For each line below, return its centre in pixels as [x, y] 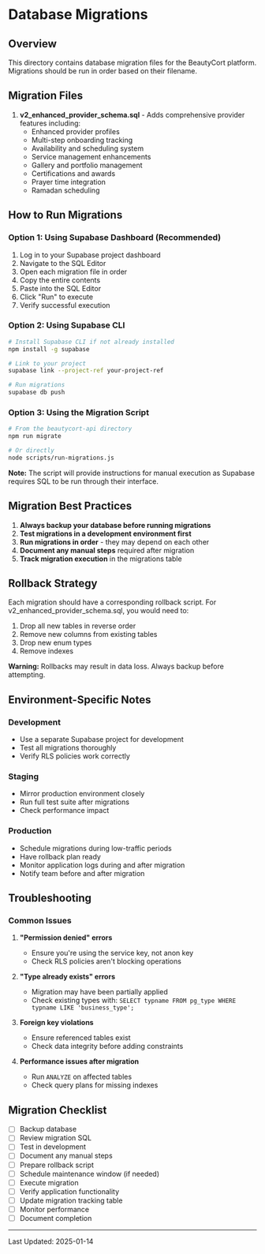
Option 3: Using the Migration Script [79, 412]
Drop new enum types [56, 643]
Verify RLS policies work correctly [75, 756]
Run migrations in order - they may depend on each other [114, 541]
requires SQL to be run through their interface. [84, 481]
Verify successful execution [65, 305]
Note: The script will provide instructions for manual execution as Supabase [131, 473]
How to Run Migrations [65, 215]
